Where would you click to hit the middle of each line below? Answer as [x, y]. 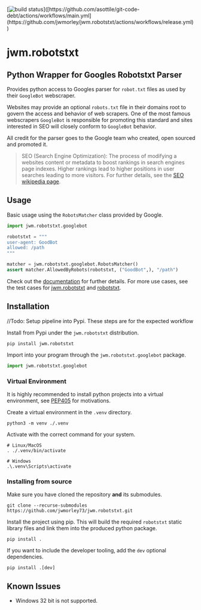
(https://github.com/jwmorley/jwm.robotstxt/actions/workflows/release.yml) [100, 22]
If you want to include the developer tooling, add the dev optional [86, 551]
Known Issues [34, 586]
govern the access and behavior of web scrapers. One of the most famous [99, 113]
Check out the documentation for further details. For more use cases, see [97, 281]
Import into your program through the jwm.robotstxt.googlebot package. [96, 355]
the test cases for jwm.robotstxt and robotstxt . [64, 288]
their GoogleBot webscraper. [41, 95]
